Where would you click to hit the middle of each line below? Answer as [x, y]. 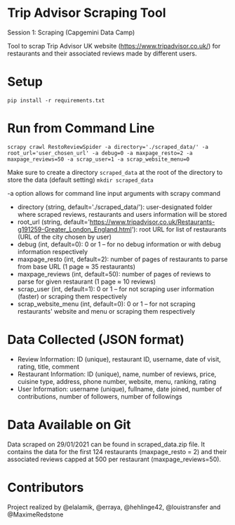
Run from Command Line [81, 128]
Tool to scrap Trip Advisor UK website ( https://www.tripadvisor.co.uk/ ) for [114, 46]
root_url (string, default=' [53, 222]
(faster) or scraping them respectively [72, 296]
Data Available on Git [69, 424]
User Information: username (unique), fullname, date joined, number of [120, 389]
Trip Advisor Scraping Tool [87, 13]
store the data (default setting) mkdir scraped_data [80, 180]
